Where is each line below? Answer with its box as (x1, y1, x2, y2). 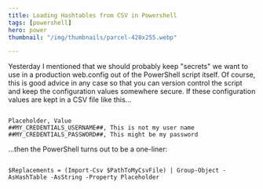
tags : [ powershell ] (8, 19, 72, 27)
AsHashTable (8, 173, 47, 181)
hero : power (8, 26, 47, 34)
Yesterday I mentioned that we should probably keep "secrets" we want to (8, 62, 249, 71)
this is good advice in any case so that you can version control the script (8, 78, 243, 88)
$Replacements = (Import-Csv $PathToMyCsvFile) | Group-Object (8, 166, 220, 175)
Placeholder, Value (8, 117, 72, 125)
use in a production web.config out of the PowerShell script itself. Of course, (8, 70, 256, 79)
